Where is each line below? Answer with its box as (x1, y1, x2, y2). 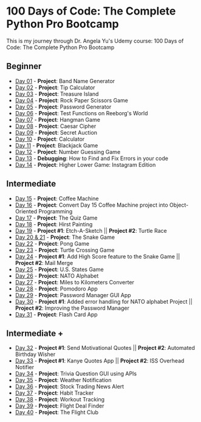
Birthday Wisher (15, 350, 56, 358)
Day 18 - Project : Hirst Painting (15, 220, 93, 228)
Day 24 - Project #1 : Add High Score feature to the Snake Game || (15, 253, 180, 260)
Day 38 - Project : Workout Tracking (15, 396, 105, 403)
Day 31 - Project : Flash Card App (15, 310, 98, 318)
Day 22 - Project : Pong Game (15, 239, 90, 247)
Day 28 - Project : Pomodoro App (15, 285, 98, 292)
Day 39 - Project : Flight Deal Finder (15, 402, 104, 410)
